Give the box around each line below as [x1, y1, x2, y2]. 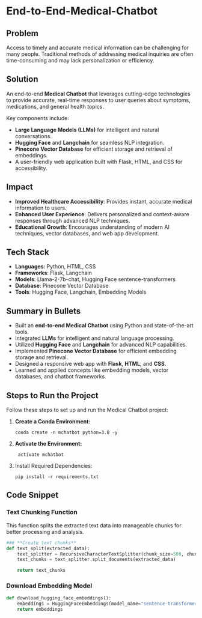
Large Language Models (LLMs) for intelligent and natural [14, 126, 159, 133]
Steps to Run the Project [6, 390, 99, 401]
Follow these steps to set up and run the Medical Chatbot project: [6, 407, 168, 414]
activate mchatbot [17, 452, 64, 458]
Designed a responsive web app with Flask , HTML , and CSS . [14, 360, 167, 368]
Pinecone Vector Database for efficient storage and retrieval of [14, 145, 173, 153]
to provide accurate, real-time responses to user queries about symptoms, [6, 96, 191, 103]
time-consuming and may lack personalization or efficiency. [6, 57, 155, 64]
